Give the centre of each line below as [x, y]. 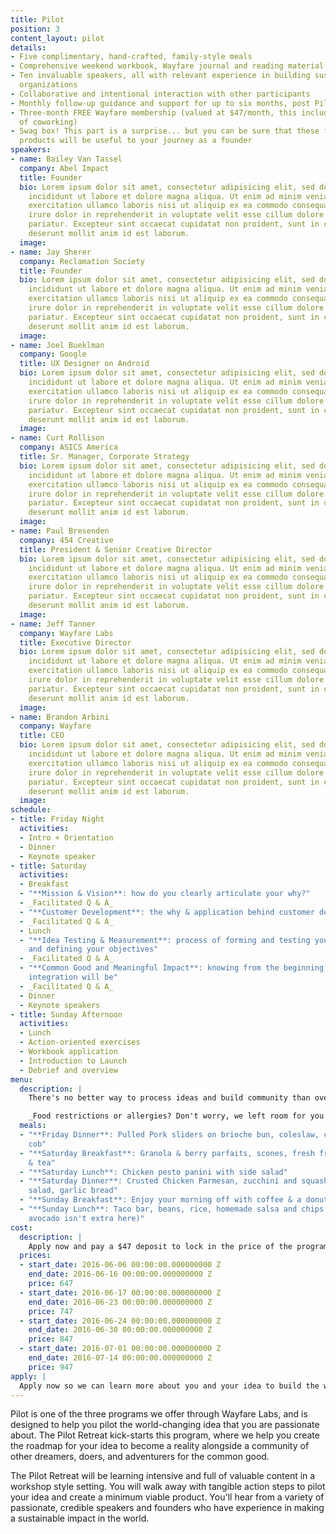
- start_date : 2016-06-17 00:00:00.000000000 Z [120, 1292]
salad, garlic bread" [73, 1191]
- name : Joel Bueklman [57, 345]
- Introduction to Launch [73, 1061]
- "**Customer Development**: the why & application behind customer [167, 912]
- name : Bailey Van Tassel [66, 159]
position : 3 [35, 29]
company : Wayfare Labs [66, 633]
